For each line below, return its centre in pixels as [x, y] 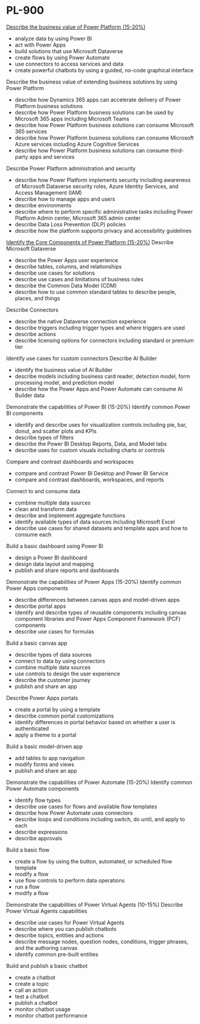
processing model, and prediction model [64, 382]
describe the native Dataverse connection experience [81, 321]
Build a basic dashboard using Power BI [55, 546]
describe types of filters [44, 437]
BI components [25, 413]
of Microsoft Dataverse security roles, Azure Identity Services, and [96, 186]
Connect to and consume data [43, 491]
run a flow [27, 887]
